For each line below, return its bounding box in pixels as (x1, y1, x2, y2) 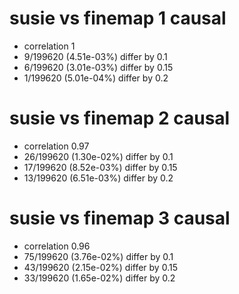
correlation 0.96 (23, 240, 91, 252)
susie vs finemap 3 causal (9, 207, 231, 230)
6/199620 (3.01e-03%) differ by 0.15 (23, 61, 174, 73)
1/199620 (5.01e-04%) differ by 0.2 (23, 72, 169, 84)
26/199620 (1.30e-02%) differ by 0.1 (23, 150, 174, 162)
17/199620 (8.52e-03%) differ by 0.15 (23, 161, 178, 173)
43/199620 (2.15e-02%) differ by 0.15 (23, 261, 178, 273)
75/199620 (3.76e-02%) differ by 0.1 (23, 250, 174, 262)
